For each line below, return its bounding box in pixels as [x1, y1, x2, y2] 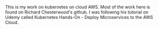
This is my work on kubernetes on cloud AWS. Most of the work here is [5, 4, 150, 10]
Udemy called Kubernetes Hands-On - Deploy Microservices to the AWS [5, 14, 154, 20]
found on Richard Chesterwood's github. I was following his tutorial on [5, 9, 149, 15]
